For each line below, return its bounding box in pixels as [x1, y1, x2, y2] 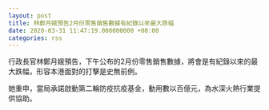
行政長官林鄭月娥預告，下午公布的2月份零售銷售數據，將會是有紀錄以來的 [8, 57, 251, 66]
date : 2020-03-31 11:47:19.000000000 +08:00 [8, 26, 159, 34]
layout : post [8, 11, 52, 20]
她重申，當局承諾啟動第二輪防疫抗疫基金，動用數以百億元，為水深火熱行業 [8, 84, 254, 93]
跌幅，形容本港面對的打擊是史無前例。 [14, 67, 142, 77]
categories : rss [8, 33, 62, 42]
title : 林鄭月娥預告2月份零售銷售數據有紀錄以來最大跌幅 [8, 19, 175, 27]
